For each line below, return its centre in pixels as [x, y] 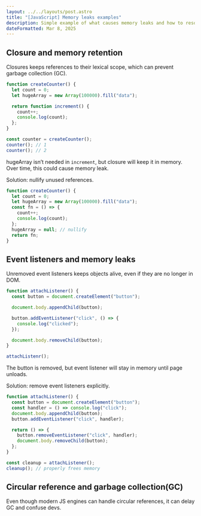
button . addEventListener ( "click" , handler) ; [68, 419]
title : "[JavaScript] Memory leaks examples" [64, 17]
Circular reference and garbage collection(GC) [95, 487]
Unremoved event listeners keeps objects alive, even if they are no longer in [100, 274]
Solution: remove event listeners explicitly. [58, 386]
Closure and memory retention [65, 52]
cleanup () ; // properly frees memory [53, 468]
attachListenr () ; [28, 356]
